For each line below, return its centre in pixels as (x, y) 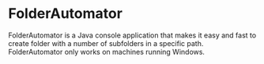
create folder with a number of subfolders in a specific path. (106, 43)
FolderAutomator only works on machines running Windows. (107, 52)
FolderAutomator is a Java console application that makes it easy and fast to (132, 35)
